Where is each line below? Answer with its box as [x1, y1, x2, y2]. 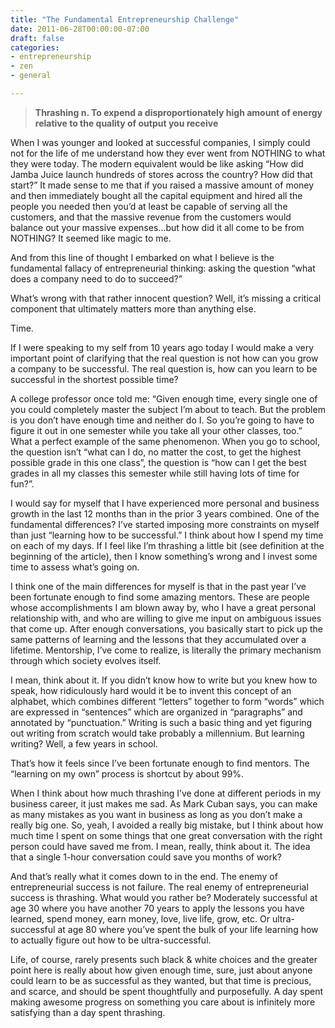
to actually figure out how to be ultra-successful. [10, 934, 212, 946]
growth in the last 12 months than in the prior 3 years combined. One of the [10, 507, 320, 520]
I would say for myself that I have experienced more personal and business [10, 497, 320, 509]
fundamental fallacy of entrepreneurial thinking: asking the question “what [10, 262, 316, 274]
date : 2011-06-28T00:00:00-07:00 [10, 24, 150, 34]
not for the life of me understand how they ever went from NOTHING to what [10, 147, 326, 159]
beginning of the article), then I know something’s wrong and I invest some [10, 550, 318, 562]
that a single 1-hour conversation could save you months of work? [10, 851, 282, 863]
